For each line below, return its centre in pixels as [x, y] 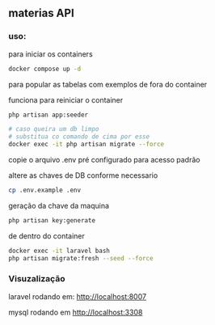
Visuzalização [37, 279]
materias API [41, 13]
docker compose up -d [45, 69]
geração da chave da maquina [59, 205]
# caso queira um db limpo [54, 129]
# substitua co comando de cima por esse [79, 137]
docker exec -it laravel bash [59, 251]
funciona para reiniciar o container [66, 99]
